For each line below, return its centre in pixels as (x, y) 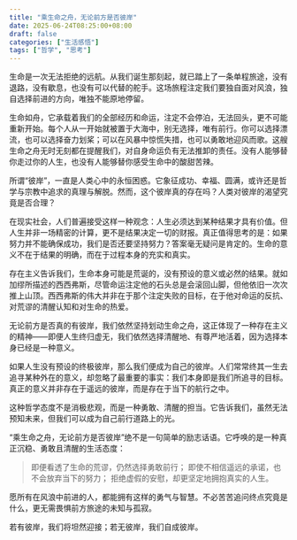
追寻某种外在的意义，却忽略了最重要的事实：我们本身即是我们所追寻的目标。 (148, 378)
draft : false (33, 34)
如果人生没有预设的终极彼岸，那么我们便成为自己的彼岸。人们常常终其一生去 (148, 366)
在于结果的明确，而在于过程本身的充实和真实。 (110, 255)
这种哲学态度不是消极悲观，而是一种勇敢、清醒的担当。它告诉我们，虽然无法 (148, 407)
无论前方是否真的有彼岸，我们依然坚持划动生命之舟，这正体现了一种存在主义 (148, 326)
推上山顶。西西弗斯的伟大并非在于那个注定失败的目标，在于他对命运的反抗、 (148, 296)
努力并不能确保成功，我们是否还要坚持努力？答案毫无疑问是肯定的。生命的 (145, 243)
